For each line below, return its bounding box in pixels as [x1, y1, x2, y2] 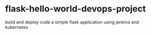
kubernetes [5, 24, 28, 30]
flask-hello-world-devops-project [5, 3, 146, 14]
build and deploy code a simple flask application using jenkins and [5, 19, 139, 25]
